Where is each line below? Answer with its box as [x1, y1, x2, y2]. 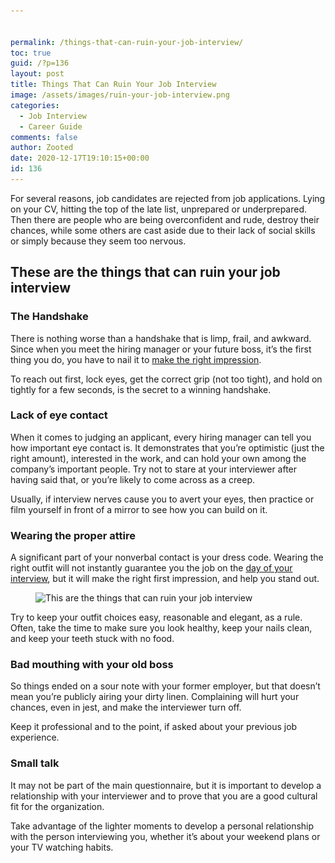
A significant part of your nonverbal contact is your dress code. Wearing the [10, 551, 324, 564]
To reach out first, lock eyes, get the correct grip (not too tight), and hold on [10, 373, 323, 385]
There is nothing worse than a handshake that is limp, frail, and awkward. [10, 332, 312, 344]
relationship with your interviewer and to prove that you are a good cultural [10, 790, 318, 802]
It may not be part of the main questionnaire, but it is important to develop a [10, 779, 322, 791]
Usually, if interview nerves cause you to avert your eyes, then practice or [10, 493, 315, 505]
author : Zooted [10, 143, 74, 153]
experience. [10, 731, 60, 744]
